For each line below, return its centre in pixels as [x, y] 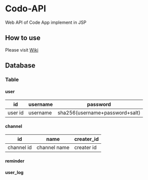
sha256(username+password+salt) [99, 113]
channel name [53, 148]
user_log [14, 172]
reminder [15, 161]
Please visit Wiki [22, 50]
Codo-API [25, 9]
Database [20, 66]
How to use [23, 38]
